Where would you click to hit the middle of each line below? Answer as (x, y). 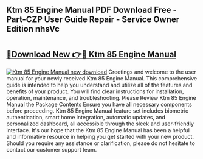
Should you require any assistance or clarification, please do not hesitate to (101, 143)
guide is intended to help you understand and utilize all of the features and (99, 85)
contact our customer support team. (52, 150)
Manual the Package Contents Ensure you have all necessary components (99, 104)
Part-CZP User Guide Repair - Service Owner (93, 20)
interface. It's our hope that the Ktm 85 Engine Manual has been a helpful (98, 130)
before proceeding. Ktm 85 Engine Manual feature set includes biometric (98, 111)
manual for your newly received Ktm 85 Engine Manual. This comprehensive (102, 78)
